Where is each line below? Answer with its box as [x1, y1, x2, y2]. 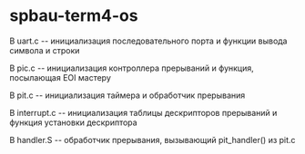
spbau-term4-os [9, 5, 138, 26]
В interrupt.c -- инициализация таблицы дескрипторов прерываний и [9, 107, 278, 118]
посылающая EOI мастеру [9, 72, 111, 82]
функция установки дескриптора [9, 117, 138, 128]
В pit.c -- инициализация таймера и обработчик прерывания [9, 90, 246, 101]
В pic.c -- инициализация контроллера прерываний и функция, [9, 63, 255, 73]
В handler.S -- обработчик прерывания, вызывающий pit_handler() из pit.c [9, 134, 296, 145]
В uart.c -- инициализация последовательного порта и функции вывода [9, 35, 288, 46]
